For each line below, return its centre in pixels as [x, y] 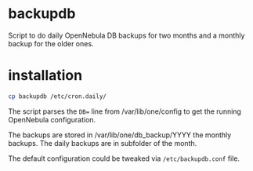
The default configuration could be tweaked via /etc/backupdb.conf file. [124, 158]
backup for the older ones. [51, 43]
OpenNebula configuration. [52, 119]
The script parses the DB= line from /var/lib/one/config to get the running [125, 111]
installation [45, 76]
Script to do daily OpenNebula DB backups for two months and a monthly [127, 35]
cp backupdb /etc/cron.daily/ [58, 96]
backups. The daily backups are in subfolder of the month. [103, 143]
